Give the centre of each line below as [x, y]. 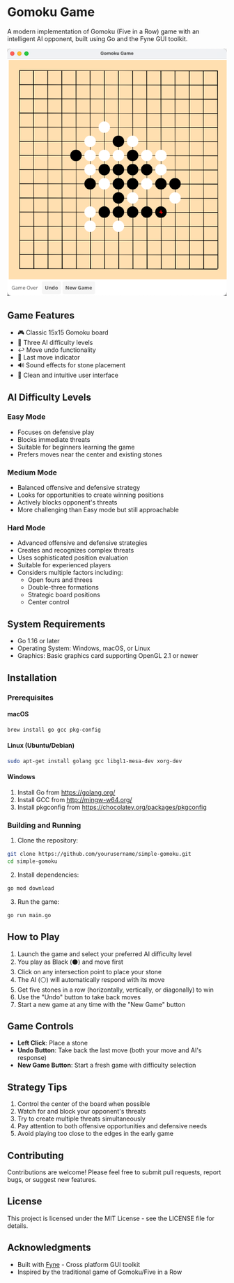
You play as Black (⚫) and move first [70, 962]
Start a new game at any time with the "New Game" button [101, 1004]
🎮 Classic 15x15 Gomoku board [63, 332]
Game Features [41, 315]
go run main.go [29, 915]
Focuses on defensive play [56, 432]
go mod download [31, 888]
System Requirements [56, 624]
